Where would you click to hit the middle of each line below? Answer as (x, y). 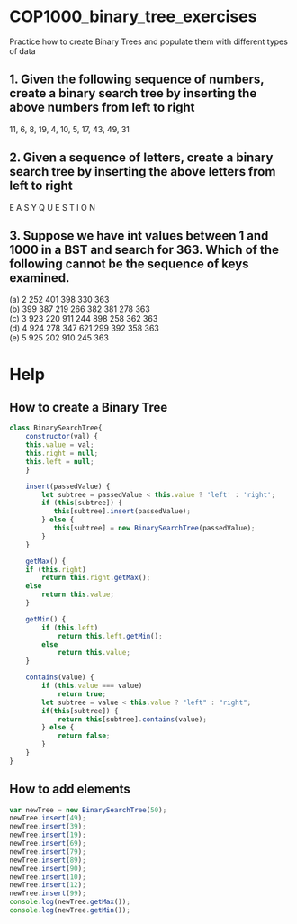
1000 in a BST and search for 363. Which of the (144, 249)
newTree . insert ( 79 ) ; (48, 852)
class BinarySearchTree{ (56, 428)
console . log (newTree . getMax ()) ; (70, 902)
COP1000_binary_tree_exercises (133, 17)
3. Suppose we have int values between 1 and (139, 236)
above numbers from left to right (102, 108)
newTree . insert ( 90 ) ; (48, 868)
